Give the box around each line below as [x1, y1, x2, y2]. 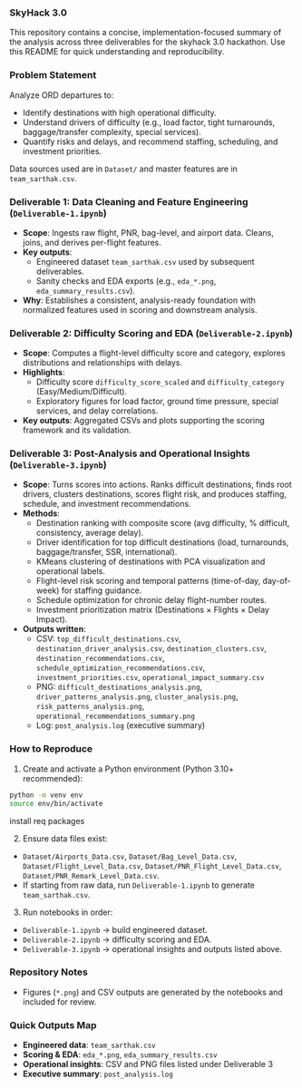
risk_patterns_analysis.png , [35, 701, 145, 712]
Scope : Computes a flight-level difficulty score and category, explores [22, 347, 286, 359]
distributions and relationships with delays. [22, 357, 183, 368]
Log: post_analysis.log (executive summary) [35, 720, 206, 731]
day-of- [262, 576, 292, 587]
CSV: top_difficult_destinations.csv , [35, 633, 181, 645]
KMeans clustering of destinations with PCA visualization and [35, 556, 266, 568]
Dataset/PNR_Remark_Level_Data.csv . [22, 869, 161, 880]
